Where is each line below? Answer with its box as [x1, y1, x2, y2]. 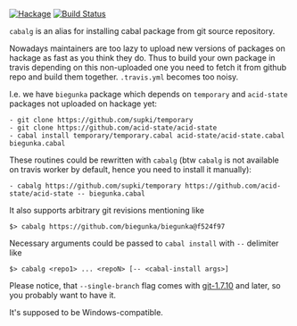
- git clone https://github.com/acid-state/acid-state [9, 123, 218, 132]
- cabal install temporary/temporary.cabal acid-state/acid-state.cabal [9, 131, 285, 140]
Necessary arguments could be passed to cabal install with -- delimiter [9, 238, 279, 248]
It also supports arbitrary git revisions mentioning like [9, 205, 205, 215]
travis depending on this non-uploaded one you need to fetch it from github [9, 63, 287, 72]
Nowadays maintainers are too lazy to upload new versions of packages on [9, 43, 285, 54]
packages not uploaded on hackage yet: [9, 98, 158, 109]
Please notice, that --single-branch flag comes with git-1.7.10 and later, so [9, 280, 281, 290]
